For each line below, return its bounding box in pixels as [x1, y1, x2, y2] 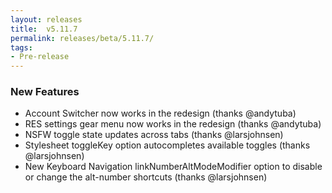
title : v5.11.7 [10, 24, 78, 34]
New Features [10, 85, 80, 99]
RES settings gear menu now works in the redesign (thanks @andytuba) [24, 118, 322, 130]
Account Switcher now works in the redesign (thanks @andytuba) [24, 107, 297, 120]
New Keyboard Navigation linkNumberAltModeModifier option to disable [24, 161, 323, 173]
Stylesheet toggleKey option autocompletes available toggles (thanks [24, 139, 311, 151]
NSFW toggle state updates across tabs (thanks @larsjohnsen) [24, 129, 284, 141]
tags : [10, 42, 33, 53]
